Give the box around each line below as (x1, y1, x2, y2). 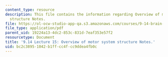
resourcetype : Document (5, 35, 55, 40)
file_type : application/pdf (5, 26, 64, 31)
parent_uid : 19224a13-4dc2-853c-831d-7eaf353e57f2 (5, 30, 113, 35)
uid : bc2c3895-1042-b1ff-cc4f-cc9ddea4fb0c (5, 44, 97, 49)
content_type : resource (5, 7, 55, 12)
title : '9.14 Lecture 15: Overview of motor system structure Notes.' (5, 40, 155, 45)
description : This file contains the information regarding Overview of (5, 12, 160, 17)
